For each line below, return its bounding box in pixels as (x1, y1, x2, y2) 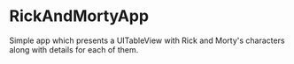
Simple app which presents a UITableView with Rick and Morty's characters (9, 35, 285, 46)
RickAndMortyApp (9, 6, 149, 26)
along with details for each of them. (9, 44, 139, 54)
